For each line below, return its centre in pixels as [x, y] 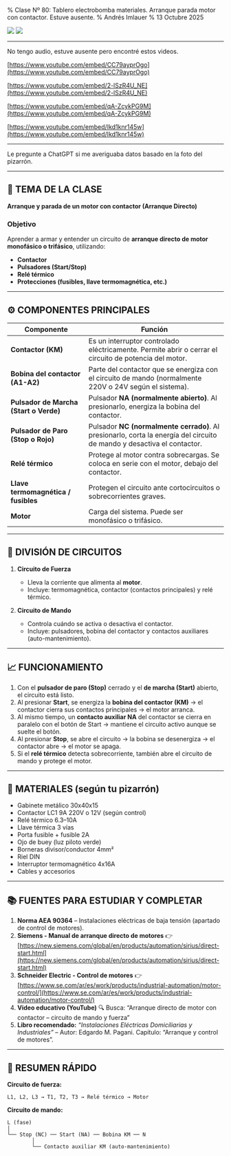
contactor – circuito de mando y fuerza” [73, 1018]
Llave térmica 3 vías [45, 827]
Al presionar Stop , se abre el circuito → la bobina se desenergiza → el [116, 738]
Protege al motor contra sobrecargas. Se [154, 455]
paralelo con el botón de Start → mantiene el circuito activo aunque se [117, 724]
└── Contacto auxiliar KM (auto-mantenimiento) [101, 1146]
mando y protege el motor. [55, 761]
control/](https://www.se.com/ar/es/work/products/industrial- [104, 992]
